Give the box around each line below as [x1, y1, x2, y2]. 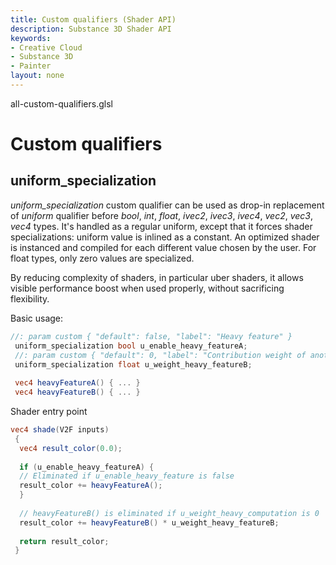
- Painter [10, 61, 52, 71]
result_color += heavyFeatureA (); [19, 481, 163, 491]
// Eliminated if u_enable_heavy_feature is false [19, 471, 235, 481]
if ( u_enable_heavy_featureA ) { [19, 462, 155, 472]
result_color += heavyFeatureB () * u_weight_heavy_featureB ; [19, 517, 280, 528]
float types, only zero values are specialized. [10, 252, 195, 264]
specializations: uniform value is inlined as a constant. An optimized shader [10, 231, 320, 243]
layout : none [10, 71, 65, 81]
